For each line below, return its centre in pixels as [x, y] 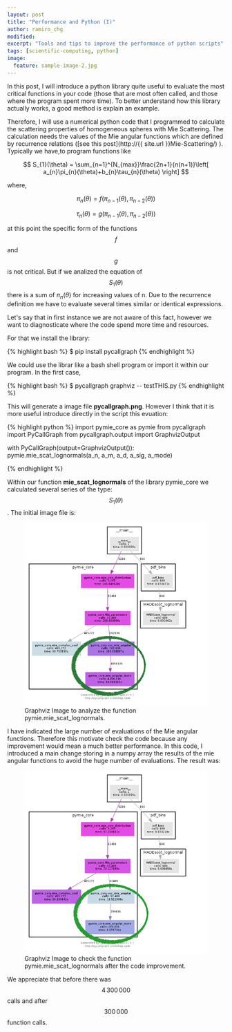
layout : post [26, 15]
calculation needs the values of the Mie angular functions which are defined [115, 136]
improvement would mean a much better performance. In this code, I [105, 746]
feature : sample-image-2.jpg [55, 66]
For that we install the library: [48, 338]
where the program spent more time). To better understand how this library [114, 101]
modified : [21, 37]
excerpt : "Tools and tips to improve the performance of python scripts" [116, 44]
